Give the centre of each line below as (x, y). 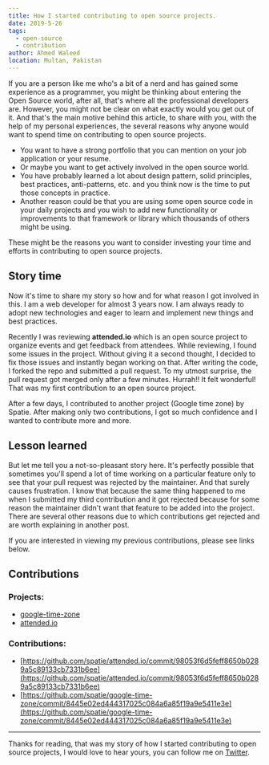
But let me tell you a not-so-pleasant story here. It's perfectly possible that (131, 465)
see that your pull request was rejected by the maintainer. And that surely (129, 482)
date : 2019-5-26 (35, 23)
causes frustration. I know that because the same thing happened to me (127, 490)
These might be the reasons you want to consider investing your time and (130, 242)
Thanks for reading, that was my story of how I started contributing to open (132, 744)
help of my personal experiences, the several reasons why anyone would (129, 126)
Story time (35, 277)
